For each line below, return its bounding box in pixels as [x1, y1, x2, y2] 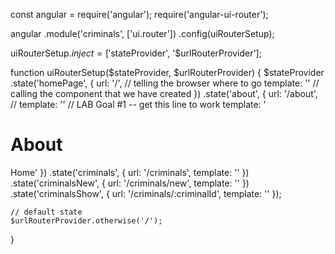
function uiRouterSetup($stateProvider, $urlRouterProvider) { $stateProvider [10, 67, 325, 78]
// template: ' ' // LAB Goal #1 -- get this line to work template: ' [10, 99, 267, 110]
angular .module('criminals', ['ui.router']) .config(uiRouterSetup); [10, 28, 275, 39]
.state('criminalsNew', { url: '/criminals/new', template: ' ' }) [10, 177, 250, 189]
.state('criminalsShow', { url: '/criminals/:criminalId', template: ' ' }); [10, 187, 282, 199]
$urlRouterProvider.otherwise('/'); [10, 215, 163, 226]
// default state [10, 207, 83, 217]
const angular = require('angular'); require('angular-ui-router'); [10, 9, 269, 20]
